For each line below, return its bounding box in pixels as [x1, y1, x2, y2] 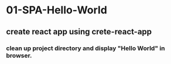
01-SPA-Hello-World [6, 3, 107, 17]
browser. [6, 51, 32, 59]
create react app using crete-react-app [6, 27, 152, 37]
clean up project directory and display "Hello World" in [6, 44, 165, 52]
